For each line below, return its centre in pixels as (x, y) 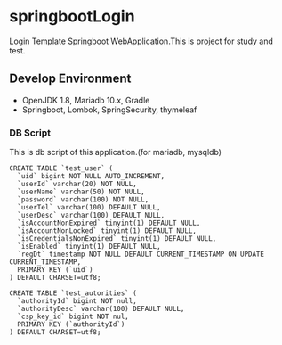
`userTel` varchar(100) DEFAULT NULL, (89, 208)
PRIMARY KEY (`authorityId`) (71, 324)
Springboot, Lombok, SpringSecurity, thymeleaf (109, 110)
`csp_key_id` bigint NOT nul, (73, 317)
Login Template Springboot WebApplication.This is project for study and (141, 41)
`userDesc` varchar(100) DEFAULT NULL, (91, 216)
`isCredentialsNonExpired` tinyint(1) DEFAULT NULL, (117, 239)
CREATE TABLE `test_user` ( (61, 168)
